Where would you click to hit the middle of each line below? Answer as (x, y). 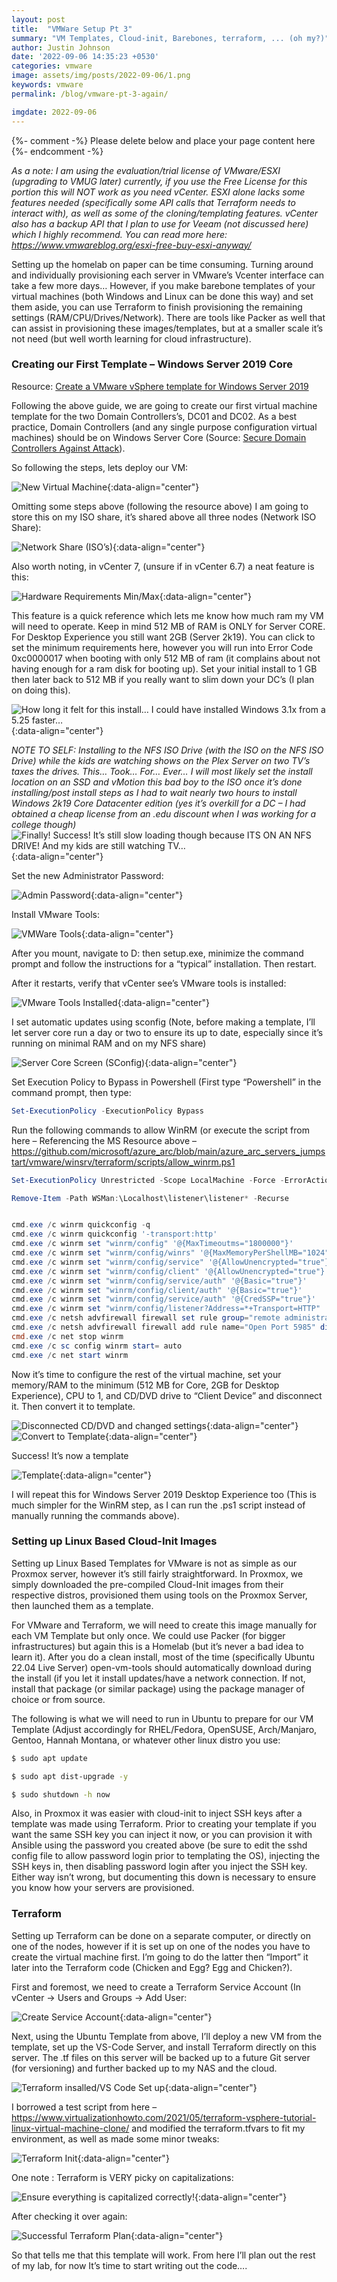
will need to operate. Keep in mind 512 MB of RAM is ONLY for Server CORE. (168, 626)
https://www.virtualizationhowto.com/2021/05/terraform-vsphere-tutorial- (164, 2117)
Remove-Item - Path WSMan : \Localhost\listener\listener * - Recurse (150, 1198)
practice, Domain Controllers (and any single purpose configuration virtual (164, 427)
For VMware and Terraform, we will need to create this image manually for (164, 1625)
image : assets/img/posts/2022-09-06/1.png (101, 76)
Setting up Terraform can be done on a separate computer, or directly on (161, 1935)
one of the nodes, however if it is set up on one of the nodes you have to (161, 1946)
